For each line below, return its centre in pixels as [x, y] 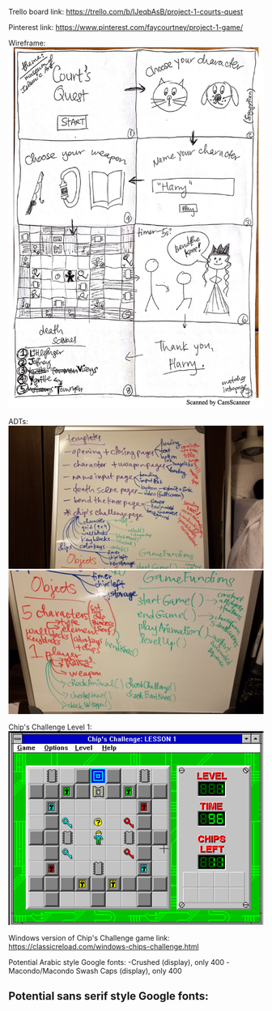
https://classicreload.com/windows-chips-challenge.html [104, 946]
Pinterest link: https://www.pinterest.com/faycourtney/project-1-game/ [126, 27]
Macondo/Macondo [41, 971]
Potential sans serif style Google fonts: [108, 996]
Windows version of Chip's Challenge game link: [89, 937]
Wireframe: [27, 43]
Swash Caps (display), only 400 [129, 971]
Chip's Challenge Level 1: [50, 727]
